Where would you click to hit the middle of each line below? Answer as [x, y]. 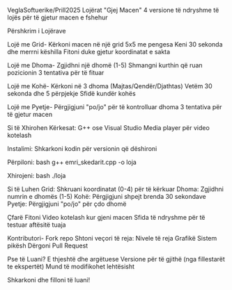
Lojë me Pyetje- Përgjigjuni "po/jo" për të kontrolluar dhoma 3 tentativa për [115, 107]
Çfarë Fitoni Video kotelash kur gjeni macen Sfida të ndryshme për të [106, 217]
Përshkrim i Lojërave [37, 31]
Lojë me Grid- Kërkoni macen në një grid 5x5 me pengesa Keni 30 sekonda [115, 44]
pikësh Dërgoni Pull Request [48, 245]
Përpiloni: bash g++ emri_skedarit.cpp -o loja [72, 162]
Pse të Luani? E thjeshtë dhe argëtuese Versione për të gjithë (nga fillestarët [116, 259]
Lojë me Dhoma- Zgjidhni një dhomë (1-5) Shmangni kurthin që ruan [105, 65]
